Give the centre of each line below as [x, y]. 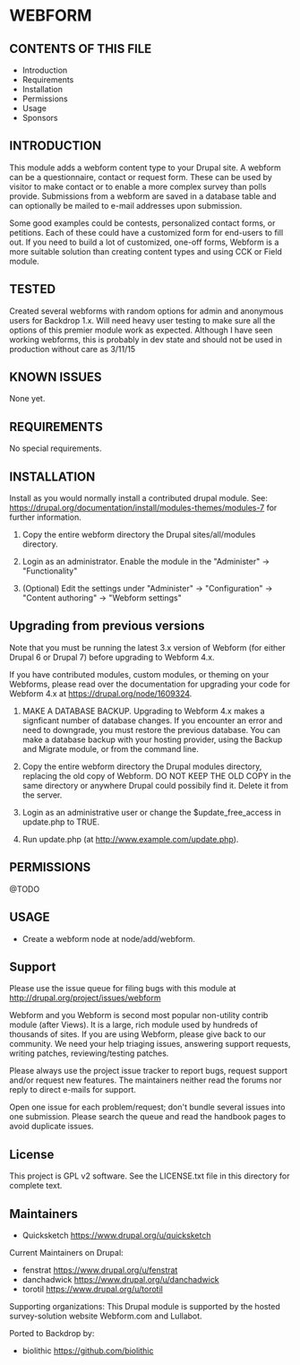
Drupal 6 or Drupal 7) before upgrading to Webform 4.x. [112, 657]
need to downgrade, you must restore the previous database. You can [151, 730]
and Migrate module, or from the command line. [110, 748]
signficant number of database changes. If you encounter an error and [152, 720]
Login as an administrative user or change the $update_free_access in [152, 812]
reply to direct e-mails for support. [73, 1090]
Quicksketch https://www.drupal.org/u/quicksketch [116, 1235]
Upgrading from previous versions [107, 626]
